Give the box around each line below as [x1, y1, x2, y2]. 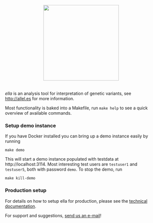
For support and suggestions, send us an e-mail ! [5, 212, 102, 218]
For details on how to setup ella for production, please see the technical [5, 198, 148, 204]
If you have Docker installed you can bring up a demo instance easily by [5, 133, 148, 139]
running [5, 138, 21, 144]
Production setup [5, 187, 47, 194]
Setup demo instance [5, 122, 56, 129]
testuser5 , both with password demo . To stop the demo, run [5, 166, 123, 172]
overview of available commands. [5, 110, 72, 116]
